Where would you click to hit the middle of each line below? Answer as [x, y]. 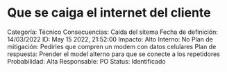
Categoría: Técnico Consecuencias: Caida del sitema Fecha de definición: [113, 32]
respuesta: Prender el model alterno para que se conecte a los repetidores [114, 54]
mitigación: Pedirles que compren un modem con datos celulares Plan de [112, 46]
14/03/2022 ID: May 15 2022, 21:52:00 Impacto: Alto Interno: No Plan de [110, 39]
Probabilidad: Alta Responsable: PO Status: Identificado [86, 61]
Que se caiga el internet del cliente [109, 13]
